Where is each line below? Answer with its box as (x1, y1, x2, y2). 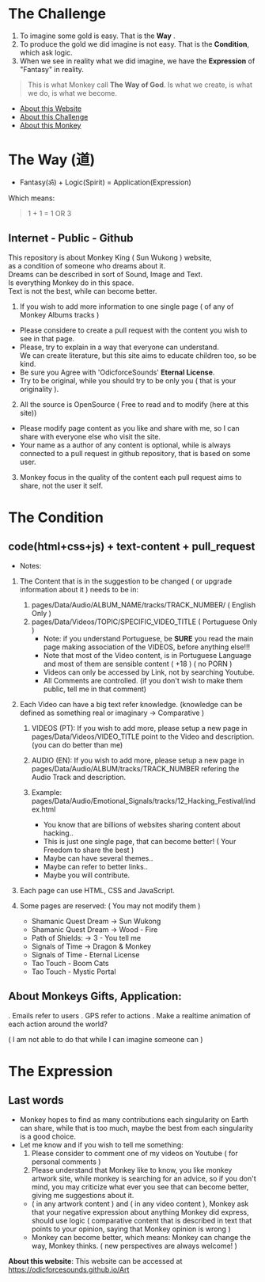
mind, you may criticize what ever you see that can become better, (31, 1181, 249, 1192)
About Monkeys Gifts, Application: (8, 990, 182, 1003)
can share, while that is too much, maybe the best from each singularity (19, 1123, 254, 1132)
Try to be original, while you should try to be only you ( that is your (19, 375, 237, 385)
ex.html (31, 805, 56, 814)
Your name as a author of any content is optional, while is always (19, 440, 231, 450)
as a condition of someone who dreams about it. (8, 261, 166, 270)
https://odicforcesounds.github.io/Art (8, 1265, 130, 1274)
